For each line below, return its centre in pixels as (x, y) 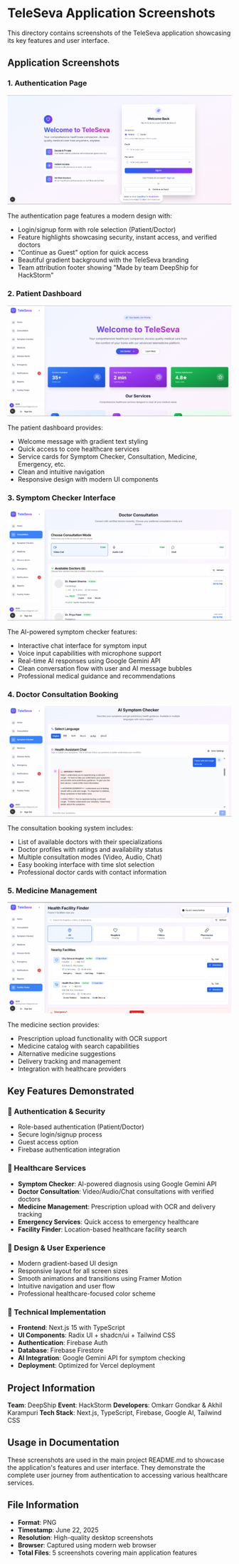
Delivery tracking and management (69, 1061)
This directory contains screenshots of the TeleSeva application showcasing (119, 33)
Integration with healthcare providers (72, 1069)
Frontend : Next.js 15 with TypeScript (71, 1328)
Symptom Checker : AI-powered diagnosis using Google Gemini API (117, 1184)
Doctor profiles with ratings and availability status (90, 850)
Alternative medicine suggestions (67, 1053)
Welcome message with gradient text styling (83, 441)
